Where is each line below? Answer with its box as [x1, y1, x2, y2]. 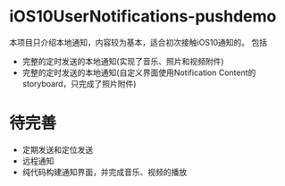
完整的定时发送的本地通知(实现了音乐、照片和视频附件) [21, 55, 225, 66]
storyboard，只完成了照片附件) [21, 78, 137, 89]
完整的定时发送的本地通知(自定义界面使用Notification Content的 [21, 67, 256, 78]
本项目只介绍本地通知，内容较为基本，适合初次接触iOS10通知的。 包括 [9, 37, 268, 47]
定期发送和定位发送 [21, 144, 94, 155]
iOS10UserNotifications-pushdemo [9, 6, 277, 27]
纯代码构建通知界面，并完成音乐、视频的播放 [21, 166, 188, 177]
